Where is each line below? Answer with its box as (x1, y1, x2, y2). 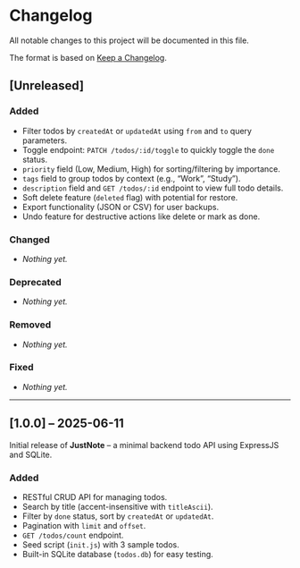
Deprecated (9, 276, 62, 288)
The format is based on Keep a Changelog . (9, 52, 167, 63)
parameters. (21, 135, 68, 146)
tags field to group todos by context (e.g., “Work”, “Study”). (21, 173, 241, 183)
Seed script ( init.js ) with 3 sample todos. (21, 538, 180, 550)
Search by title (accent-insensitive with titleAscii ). (21, 501, 213, 512)
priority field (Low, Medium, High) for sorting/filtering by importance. (21, 163, 281, 174)
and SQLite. (9, 449, 53, 460)
